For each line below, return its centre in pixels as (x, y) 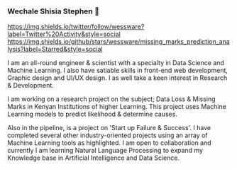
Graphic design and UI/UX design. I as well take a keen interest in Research (117, 78)
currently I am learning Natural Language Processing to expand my (105, 151)
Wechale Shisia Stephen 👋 (53, 11)
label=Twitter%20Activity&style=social (64, 34)
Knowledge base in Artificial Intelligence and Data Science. (93, 158)
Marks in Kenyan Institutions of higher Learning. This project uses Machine (117, 107)
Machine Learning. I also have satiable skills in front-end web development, (118, 71)
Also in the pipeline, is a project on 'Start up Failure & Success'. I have (109, 128)
